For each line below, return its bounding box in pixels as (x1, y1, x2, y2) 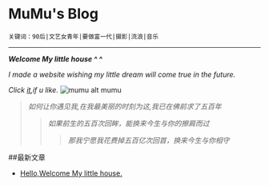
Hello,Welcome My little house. (19, 168, 122, 178)
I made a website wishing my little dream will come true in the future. (8, 69, 236, 79)
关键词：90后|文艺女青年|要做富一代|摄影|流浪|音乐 (8, 33, 159, 41)
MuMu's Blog (8, 5, 98, 23)
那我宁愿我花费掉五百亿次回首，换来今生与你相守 (67, 135, 230, 144)
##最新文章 (8, 152, 46, 162)
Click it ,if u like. (8, 85, 58, 94)
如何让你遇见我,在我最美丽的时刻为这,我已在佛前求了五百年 (27, 101, 222, 111)
